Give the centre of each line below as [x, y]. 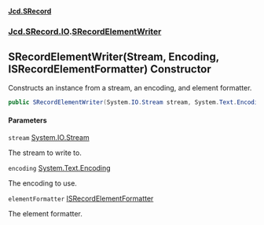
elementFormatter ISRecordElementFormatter [81, 199]
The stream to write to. [45, 153]
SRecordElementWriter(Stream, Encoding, [114, 56]
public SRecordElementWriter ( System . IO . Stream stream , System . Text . [123, 102]
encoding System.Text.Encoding [60, 168]
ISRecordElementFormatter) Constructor [110, 69]
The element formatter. [45, 214]
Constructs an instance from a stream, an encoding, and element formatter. [130, 88]
